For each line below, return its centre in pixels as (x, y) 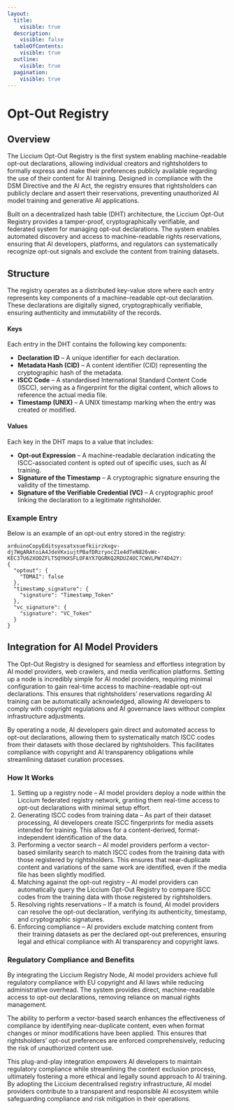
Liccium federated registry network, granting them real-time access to (118, 800)
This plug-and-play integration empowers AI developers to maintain (104, 1062)
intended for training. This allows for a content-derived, (97, 830)
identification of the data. (92, 837)
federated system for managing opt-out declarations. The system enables (114, 229)
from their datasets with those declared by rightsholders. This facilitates (111, 744)
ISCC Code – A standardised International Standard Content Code (112, 380)
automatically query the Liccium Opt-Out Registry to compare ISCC (114, 889)
